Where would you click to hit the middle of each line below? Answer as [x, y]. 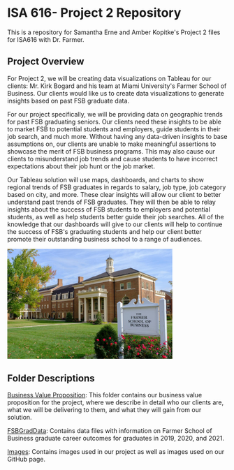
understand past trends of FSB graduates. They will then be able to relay [112, 202]
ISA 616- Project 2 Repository [94, 13]
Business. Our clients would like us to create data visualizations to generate [116, 93]
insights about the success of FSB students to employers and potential [109, 209]
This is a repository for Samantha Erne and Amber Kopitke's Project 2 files [114, 32]
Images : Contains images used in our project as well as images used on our [116, 452]
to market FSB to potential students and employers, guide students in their [114, 129]
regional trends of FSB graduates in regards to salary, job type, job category [117, 187]
